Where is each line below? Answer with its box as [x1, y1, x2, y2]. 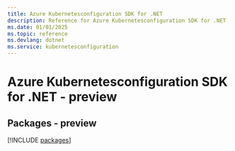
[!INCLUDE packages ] [7, 136, 71, 144]
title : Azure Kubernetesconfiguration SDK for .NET [7, 10, 163, 18]
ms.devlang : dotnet [7, 37, 65, 44]
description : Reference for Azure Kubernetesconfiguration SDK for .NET [7, 17, 227, 24]
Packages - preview [7, 117, 97, 129]
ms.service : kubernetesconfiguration [7, 43, 119, 50]
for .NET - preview [7, 89, 117, 105]
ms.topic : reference [7, 30, 69, 38]
